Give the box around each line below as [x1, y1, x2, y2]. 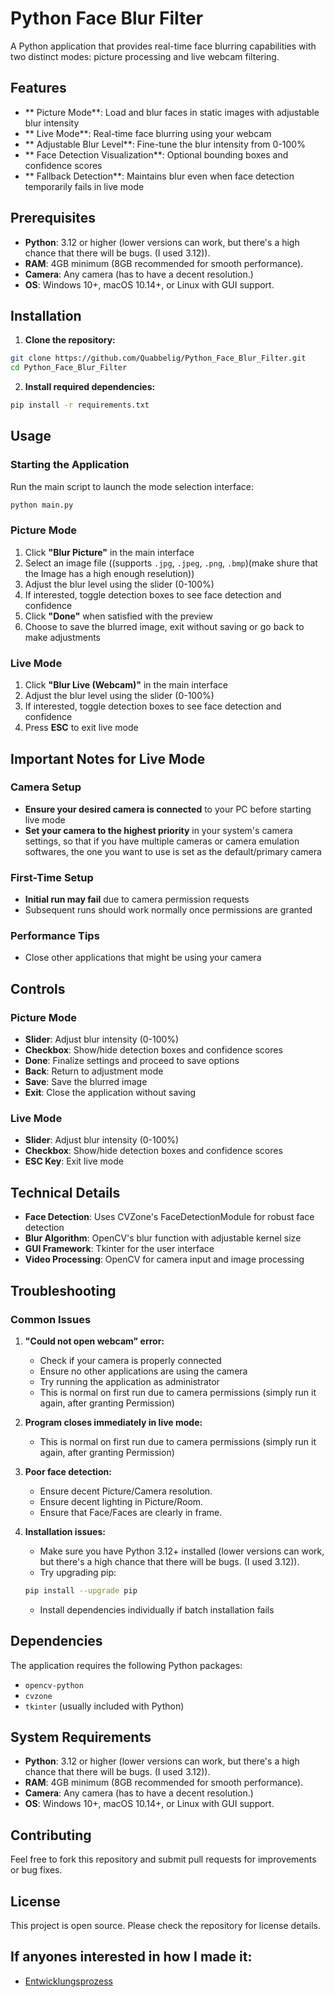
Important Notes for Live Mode [10, 750, 206, 767]
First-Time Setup [10, 870, 94, 884]
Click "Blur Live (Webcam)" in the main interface [24, 679, 228, 691]
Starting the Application [10, 458, 130, 472]
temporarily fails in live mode [24, 180, 145, 192]
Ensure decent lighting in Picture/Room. [39, 1495, 204, 1507]
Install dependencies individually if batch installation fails [39, 1603, 275, 1616]
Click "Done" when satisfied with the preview [24, 610, 213, 622]
